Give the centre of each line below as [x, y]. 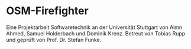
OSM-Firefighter [47, 11]
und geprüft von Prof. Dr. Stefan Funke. [54, 40]
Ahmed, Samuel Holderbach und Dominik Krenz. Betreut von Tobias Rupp [96, 33]
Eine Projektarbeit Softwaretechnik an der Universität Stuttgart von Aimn [94, 27]
